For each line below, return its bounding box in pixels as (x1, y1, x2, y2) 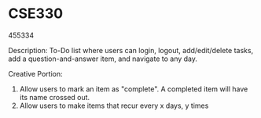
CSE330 (8, 5, 64, 23)
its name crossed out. (19, 92, 90, 102)
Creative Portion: (8, 69, 63, 78)
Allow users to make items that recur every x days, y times (19, 101, 209, 110)
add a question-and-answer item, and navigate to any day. (8, 54, 198, 63)
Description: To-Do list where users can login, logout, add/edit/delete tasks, (8, 45, 254, 55)
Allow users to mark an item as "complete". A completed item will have (19, 84, 248, 94)
